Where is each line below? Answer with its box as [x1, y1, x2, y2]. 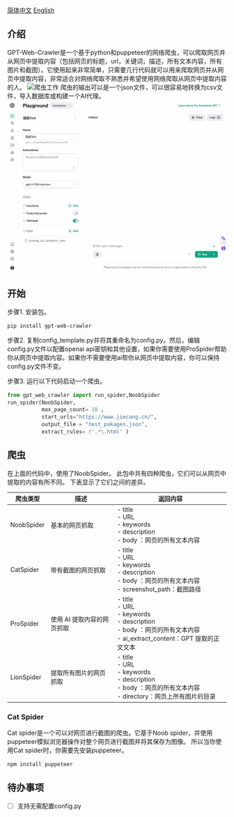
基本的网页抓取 [50, 521, 94, 529]
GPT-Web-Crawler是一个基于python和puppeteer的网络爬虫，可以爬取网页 [7, 48, 220, 56]
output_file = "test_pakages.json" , [41, 421, 148, 428]
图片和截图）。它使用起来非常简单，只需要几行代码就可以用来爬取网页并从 [7, 65, 218, 74]
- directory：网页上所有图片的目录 [117, 692, 216, 701]
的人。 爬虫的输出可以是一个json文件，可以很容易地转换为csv [7, 83, 217, 91]
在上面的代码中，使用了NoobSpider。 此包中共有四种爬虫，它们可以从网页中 [7, 469, 226, 477]
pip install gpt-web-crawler [7, 322, 92, 329]
